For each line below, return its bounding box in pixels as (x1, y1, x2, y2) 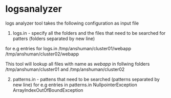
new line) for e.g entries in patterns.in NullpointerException (12, 82, 137, 88)
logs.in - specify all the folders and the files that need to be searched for (12, 30, 166, 36)
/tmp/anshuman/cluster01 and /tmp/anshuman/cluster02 (5, 66, 125, 72)
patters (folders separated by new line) (12, 35, 95, 42)
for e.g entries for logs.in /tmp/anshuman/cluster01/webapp (5, 45, 132, 51)
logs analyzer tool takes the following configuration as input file (5, 20, 139, 26)
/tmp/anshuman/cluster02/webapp (5, 51, 79, 57)
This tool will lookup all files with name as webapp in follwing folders (5, 61, 150, 67)
